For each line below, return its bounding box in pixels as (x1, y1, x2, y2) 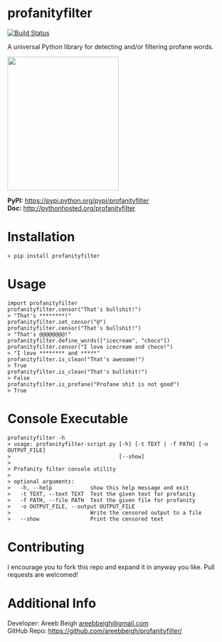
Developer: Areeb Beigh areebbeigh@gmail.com (7, 618, 149, 627)
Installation (7, 229, 75, 245)
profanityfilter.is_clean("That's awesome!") (7, 355, 144, 363)
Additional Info (7, 595, 97, 611)
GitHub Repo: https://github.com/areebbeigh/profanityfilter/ (7, 626, 183, 635)
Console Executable (7, 411, 128, 427)
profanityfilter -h (7, 434, 65, 442)
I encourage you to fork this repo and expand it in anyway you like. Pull (7, 562, 215, 571)
